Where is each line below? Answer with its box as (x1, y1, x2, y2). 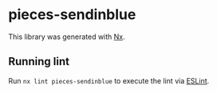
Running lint (8, 55, 70, 68)
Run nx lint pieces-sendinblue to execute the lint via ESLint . (8, 76, 210, 85)
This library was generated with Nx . (8, 32, 125, 41)
